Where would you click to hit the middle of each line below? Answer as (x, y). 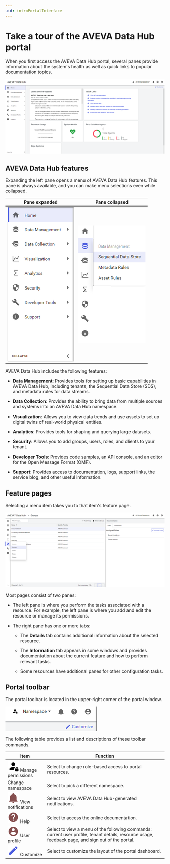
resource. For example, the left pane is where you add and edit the (82, 610)
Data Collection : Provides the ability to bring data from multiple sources (88, 401)
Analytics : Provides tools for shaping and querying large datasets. (82, 432)
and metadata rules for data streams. (51, 392)
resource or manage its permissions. (51, 616)
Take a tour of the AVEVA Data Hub (80, 36)
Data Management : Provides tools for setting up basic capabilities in (84, 381)
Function (105, 756)
